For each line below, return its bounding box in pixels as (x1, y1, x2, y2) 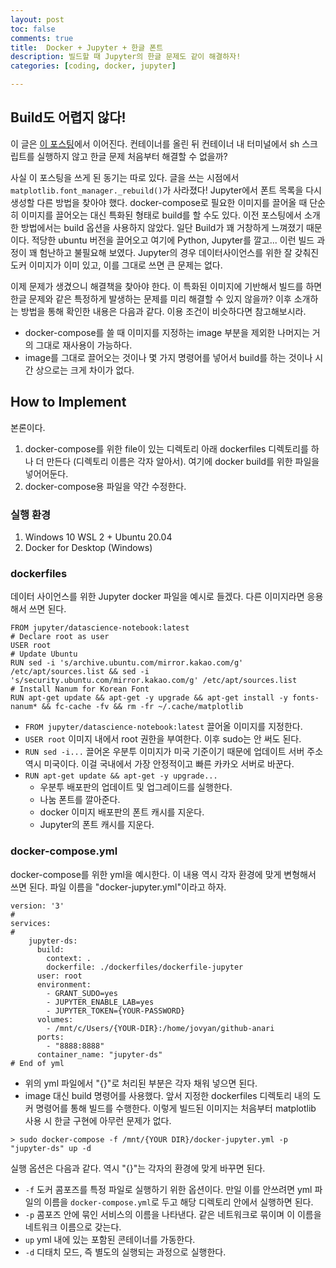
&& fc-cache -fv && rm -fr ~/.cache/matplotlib (41, 702, 244, 712)
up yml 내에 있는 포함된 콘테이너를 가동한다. (24, 1233, 196, 1245)
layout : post (10, 14, 65, 25)
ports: (36, 1032, 65, 1042)
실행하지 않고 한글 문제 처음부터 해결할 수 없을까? (36, 150, 228, 162)
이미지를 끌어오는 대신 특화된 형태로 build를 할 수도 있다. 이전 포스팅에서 (20, 209, 302, 221)
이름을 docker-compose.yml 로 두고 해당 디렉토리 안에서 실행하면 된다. (43, 1196, 314, 1208)
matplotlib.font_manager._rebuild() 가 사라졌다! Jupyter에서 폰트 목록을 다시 (10, 184, 322, 196)
